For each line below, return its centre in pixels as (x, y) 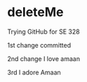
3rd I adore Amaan (34, 72)
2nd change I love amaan (44, 59)
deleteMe (36, 12)
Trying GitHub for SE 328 (43, 32)
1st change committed (39, 45)
